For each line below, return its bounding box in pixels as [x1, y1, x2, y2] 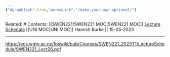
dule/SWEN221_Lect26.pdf [5, 46, 62, 52]
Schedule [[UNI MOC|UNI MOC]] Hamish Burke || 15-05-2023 [5, 26, 134, 32]
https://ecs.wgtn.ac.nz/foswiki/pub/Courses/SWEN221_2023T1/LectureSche [5, 40, 165, 46]
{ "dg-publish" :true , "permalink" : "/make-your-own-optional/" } [5, 7, 137, 12]
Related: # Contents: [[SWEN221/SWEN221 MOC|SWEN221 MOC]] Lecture [5, 21, 161, 27]
